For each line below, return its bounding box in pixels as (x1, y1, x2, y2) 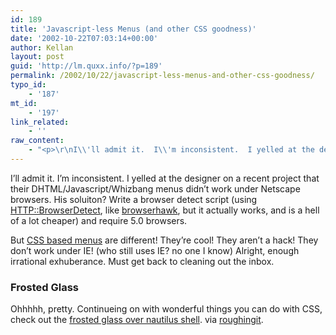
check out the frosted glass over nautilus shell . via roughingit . (10, 314, 264, 326)
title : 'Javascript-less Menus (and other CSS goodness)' (10, 24, 257, 34)
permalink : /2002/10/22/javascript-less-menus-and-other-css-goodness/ (10, 71, 315, 81)
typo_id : (10, 80, 47, 90)
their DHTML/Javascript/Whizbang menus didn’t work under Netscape (10, 182, 301, 195)
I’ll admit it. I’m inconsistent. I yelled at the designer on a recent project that (10, 172, 320, 184)
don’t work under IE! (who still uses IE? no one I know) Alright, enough (10, 244, 300, 256)
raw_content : (10, 136, 65, 146)
